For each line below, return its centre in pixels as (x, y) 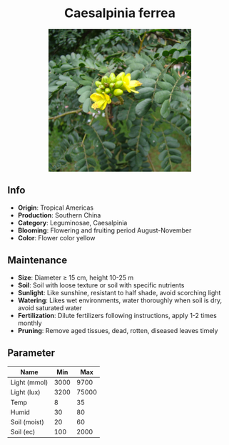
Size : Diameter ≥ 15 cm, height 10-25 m (76, 277)
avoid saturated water (50, 307)
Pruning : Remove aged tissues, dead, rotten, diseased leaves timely (118, 330)
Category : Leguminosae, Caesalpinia (72, 222)
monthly (30, 323)
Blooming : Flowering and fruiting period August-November (105, 230)
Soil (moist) (27, 422)
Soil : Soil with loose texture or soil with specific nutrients (101, 285)
